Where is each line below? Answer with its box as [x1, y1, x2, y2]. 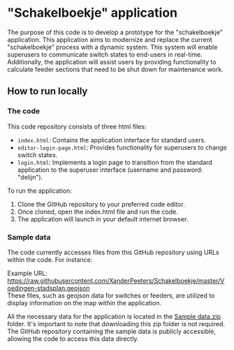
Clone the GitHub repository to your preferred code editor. [17, 200, 185, 208]
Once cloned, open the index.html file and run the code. [17, 207, 178, 216]
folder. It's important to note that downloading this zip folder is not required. [7, 319, 226, 328]
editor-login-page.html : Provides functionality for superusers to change [17, 143, 227, 152]
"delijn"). [17, 173, 43, 181]
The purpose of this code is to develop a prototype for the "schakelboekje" [7, 28, 224, 36]
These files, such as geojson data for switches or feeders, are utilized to [7, 291, 215, 300]
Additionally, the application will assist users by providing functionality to [7, 57, 217, 66]
